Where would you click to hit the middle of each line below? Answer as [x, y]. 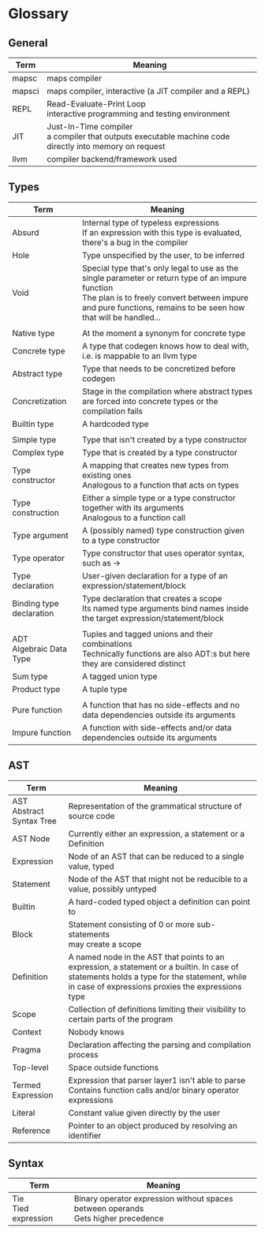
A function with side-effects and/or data [157, 727]
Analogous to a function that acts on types [160, 484]
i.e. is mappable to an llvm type [139, 356]
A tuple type [105, 689]
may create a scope [105, 944]
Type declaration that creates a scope [152, 598]
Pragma [27, 1049]
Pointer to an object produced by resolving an [153, 1125]
